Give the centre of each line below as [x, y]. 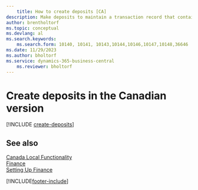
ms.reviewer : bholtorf [44, 66]
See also [22, 143]
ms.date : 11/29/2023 [32, 50]
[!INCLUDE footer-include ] [37, 181]
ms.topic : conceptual [33, 28]
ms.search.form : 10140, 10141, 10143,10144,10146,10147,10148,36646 [103, 45]
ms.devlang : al [25, 34]
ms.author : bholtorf [32, 55]
